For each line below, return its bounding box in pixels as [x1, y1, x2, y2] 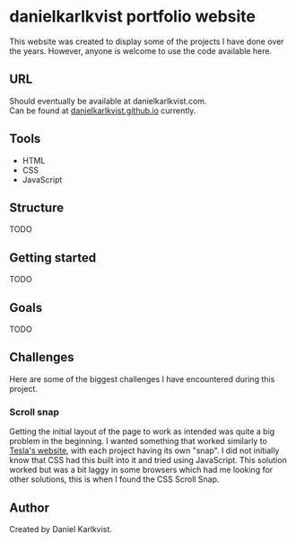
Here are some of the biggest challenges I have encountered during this [9, 373, 275, 384]
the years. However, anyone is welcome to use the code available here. [9, 45, 272, 56]
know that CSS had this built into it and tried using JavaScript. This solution [9, 455, 287, 466]
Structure [9, 200, 65, 215]
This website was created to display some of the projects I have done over [9, 36, 284, 47]
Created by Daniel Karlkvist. [9, 523, 112, 534]
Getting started [9, 250, 97, 265]
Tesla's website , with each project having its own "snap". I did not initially [9, 445, 280, 456]
